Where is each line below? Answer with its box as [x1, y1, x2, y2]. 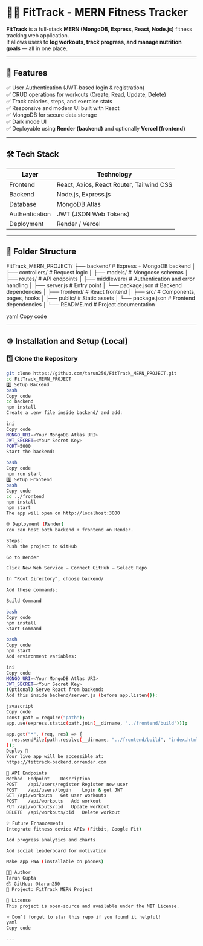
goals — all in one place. [6, 45, 68, 52]
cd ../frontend [6, 493, 45, 499]
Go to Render [6, 554, 39, 560]
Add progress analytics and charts [6, 837, 96, 843]
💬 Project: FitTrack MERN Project [6, 886, 94, 892]
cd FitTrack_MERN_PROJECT [6, 376, 71, 382]
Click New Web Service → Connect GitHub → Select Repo [6, 565, 147, 571]
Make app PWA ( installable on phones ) [6, 858, 104, 865]
